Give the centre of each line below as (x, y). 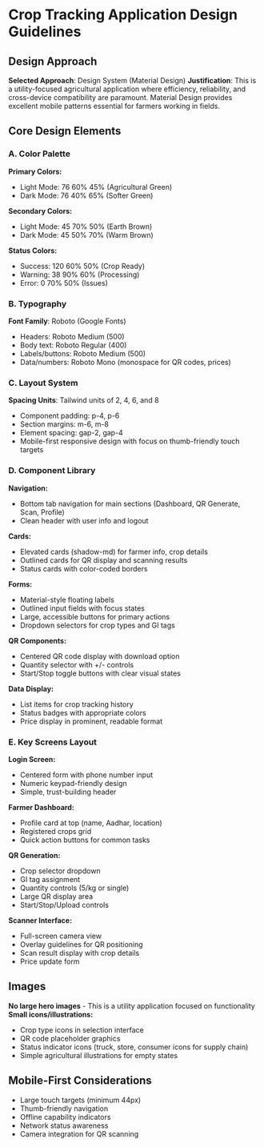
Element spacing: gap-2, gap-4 (72, 433)
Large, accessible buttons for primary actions (95, 616)
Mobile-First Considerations (80, 1081)
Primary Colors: (35, 171)
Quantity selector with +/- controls (77, 664)
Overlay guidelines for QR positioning (81, 944)
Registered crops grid (56, 831)
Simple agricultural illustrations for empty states (99, 1055)
